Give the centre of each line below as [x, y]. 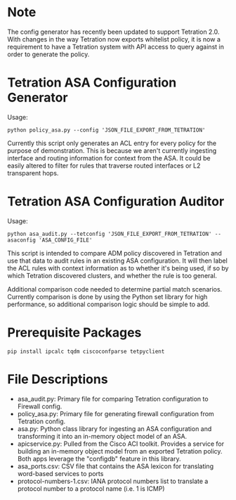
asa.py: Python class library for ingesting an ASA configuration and [114, 429]
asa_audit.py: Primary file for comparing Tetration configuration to [113, 399]
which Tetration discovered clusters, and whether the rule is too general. [112, 275]
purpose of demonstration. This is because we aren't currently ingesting [112, 150]
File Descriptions [58, 379]
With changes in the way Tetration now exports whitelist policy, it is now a [114, 39]
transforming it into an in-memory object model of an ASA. [102, 436]
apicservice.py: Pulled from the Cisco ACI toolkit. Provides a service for [121, 444]
